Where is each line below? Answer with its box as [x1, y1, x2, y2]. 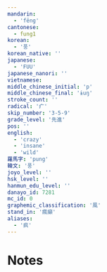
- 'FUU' [13, 63, 37, 70]
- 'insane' [13, 143, 46, 150]
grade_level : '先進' [7, 116, 65, 123]
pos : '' [7, 122, 30, 130]
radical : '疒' [7, 103, 48, 110]
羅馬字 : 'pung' [7, 156, 49, 163]
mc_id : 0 [7, 195, 33, 202]
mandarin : [7, 10, 37, 18]
